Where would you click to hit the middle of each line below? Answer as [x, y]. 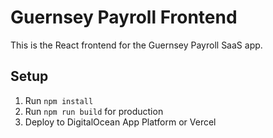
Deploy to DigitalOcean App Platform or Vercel [120, 122]
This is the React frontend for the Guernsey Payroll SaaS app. [136, 45]
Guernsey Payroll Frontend [124, 17]
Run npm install [59, 100]
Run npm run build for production [94, 111]
